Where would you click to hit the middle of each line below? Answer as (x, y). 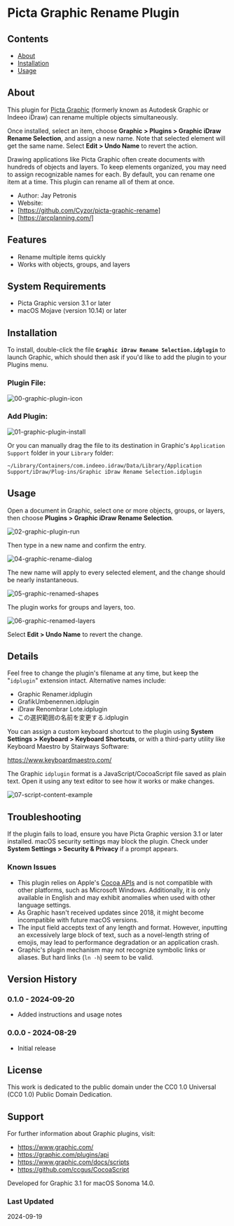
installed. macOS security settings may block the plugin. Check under (108, 841)
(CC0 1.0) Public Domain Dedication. (60, 1095)
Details (23, 656)
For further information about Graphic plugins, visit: (81, 1134)
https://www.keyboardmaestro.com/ (60, 760)
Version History (42, 979)
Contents (28, 39)
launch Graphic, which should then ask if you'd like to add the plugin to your (117, 357)
